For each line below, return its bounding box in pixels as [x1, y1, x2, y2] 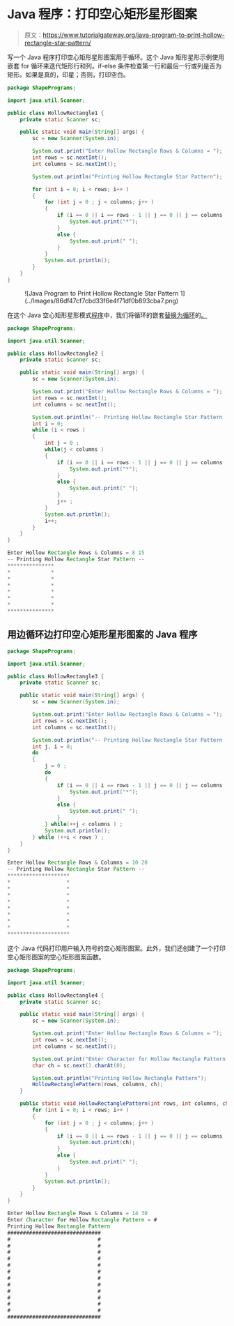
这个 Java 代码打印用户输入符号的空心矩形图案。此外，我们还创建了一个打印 [7, 944, 226, 952]
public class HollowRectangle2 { [7, 350, 104, 357]
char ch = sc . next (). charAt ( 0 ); [32, 1062, 127, 1069]
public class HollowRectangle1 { [7, 109, 104, 116]
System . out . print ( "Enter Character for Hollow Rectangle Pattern [32, 1056, 226, 1062]
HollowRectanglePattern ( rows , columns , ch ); [32, 1081, 164, 1088]
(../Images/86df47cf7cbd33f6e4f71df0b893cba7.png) [24, 296, 179, 305]
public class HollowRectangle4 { [7, 991, 104, 999]
